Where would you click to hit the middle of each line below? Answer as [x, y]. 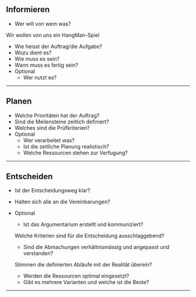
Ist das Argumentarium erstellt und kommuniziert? [83, 225]
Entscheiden [29, 177]
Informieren [28, 10]
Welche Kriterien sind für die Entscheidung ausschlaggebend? [89, 236]
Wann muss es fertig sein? [46, 65]
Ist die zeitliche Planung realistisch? [66, 146]
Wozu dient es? [33, 53]
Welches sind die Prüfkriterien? [52, 127]
